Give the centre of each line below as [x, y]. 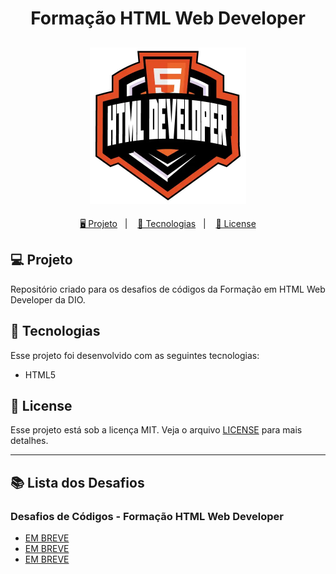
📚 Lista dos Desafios [77, 482]
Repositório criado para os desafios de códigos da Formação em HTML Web [168, 289]
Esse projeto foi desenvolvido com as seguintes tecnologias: [135, 355]
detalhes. [29, 441]
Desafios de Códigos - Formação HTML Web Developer [147, 516]
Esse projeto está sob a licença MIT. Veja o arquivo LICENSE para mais [156, 430]
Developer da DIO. [48, 299]
